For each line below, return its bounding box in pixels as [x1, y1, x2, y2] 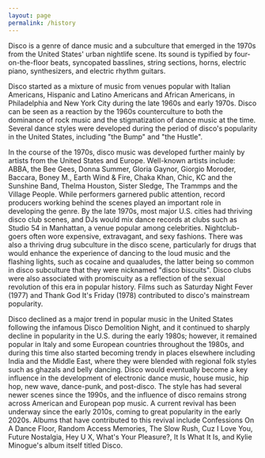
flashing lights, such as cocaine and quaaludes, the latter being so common [8, 257, 255, 266]
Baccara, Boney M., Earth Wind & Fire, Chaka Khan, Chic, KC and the [8, 172, 233, 182]
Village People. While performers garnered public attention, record [8, 189, 225, 199]
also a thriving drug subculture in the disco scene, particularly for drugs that [8, 239, 257, 250]
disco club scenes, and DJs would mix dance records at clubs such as [8, 215, 237, 224]
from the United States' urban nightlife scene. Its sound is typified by [8, 49, 233, 59]
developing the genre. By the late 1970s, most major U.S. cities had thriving [8, 206, 253, 216]
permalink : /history [8, 19, 77, 27]
